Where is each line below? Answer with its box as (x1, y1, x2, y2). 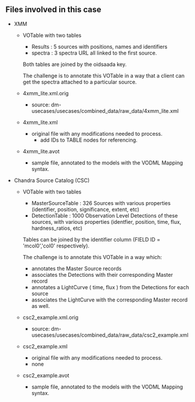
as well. (31, 302, 50, 309)
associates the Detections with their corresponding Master (31, 271, 173, 278)
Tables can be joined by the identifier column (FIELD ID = (22, 236, 160, 243)
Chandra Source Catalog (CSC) (13, 176, 90, 184)
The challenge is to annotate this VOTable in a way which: (22, 253, 162, 260)
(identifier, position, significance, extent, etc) (31, 206, 140, 213)
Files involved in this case (5, 5, 102, 15)
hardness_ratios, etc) (31, 225, 83, 232)
